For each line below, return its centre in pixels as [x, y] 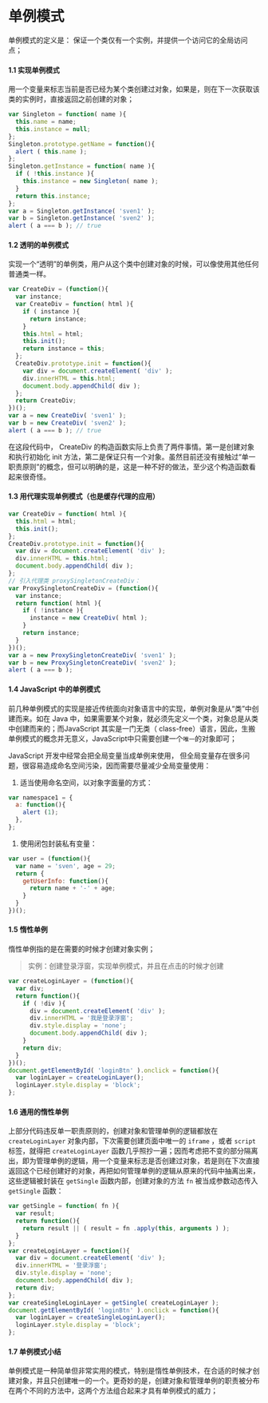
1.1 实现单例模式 [34, 70]
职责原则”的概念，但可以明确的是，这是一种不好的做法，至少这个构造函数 [129, 466]
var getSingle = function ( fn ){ [64, 1206]
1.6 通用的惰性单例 [39, 1111]
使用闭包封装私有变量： [58, 843]
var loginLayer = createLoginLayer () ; [80, 1078]
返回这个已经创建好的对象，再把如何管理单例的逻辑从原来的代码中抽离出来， [134, 1171]
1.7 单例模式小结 [35, 1351]
